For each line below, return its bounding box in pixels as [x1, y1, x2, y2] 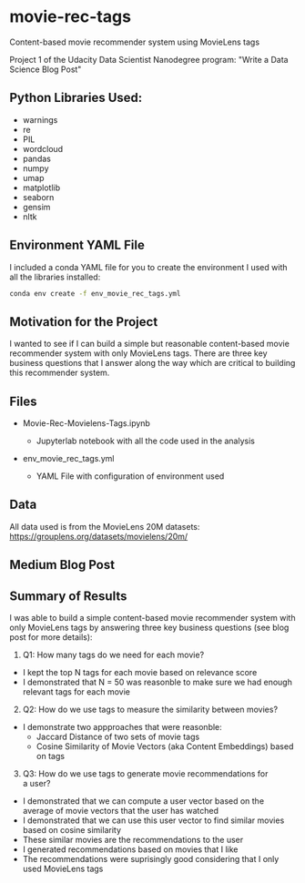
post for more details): [9, 632, 93, 643]
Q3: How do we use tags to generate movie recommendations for [22, 768, 269, 779]
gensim [22, 201, 51, 212]
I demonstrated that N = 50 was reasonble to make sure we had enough [22, 676, 293, 688]
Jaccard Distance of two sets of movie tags [36, 731, 200, 743]
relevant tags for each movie [22, 686, 130, 697]
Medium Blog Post [9, 557, 116, 573]
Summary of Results [9, 588, 127, 604]
